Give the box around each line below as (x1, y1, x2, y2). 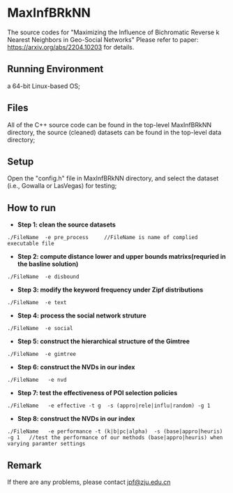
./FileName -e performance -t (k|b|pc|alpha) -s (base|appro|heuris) (7, 428, 223, 435)
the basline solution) (17, 260, 79, 269)
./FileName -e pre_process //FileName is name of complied (7, 234, 198, 241)
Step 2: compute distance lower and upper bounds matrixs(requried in (17, 252, 227, 261)
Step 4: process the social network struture (17, 311, 146, 320)
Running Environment (7, 63, 104, 75)
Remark (7, 459, 42, 471)
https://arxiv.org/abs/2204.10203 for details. (7, 43, 135, 51)
